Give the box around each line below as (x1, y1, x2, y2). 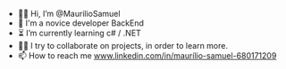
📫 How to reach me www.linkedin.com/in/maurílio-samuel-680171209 (17, 50, 277, 61)
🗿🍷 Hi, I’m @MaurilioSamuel (17, 9, 121, 19)
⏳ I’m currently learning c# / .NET (17, 27, 141, 38)
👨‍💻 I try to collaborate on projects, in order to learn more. (17, 41, 228, 50)
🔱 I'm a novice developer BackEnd (17, 18, 145, 28)
